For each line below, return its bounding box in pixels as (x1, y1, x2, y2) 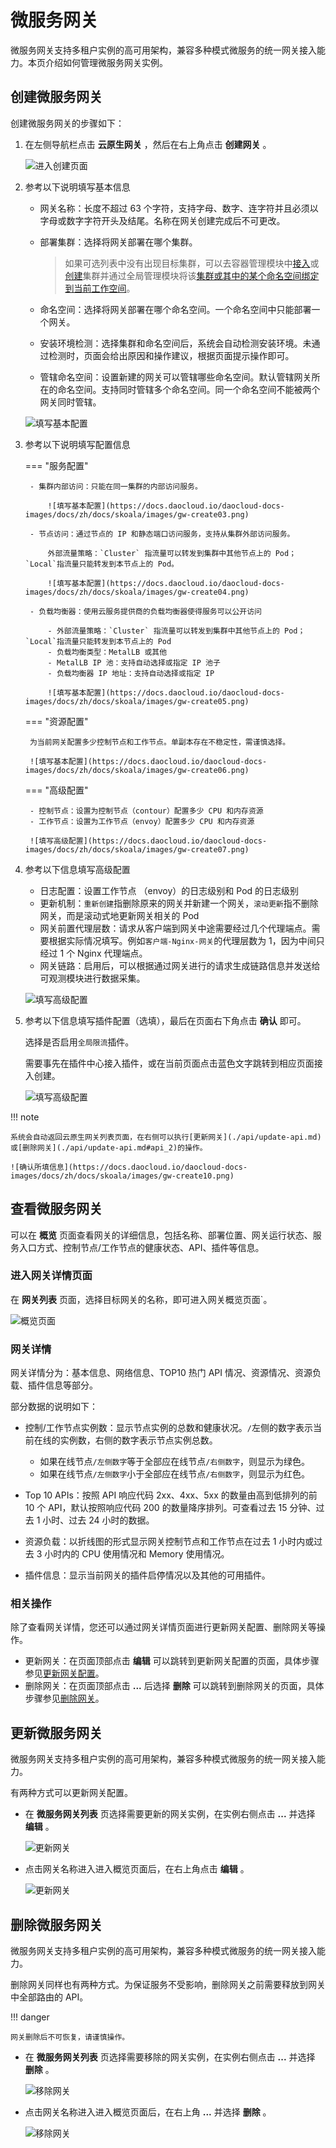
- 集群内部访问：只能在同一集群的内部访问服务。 (29, 481, 203, 491)
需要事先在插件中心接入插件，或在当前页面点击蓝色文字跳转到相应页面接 (24, 1057, 323, 1069)
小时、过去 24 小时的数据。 (42, 1514, 155, 1526)
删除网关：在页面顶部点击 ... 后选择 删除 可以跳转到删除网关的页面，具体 (24, 1680, 325, 1692)
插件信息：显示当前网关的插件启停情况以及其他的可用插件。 (24, 1569, 271, 1581)
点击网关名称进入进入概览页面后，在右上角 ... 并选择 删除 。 (24, 2106, 272, 2118)
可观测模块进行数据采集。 (39, 972, 146, 984)
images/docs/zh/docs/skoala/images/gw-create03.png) (24, 509, 250, 520)
